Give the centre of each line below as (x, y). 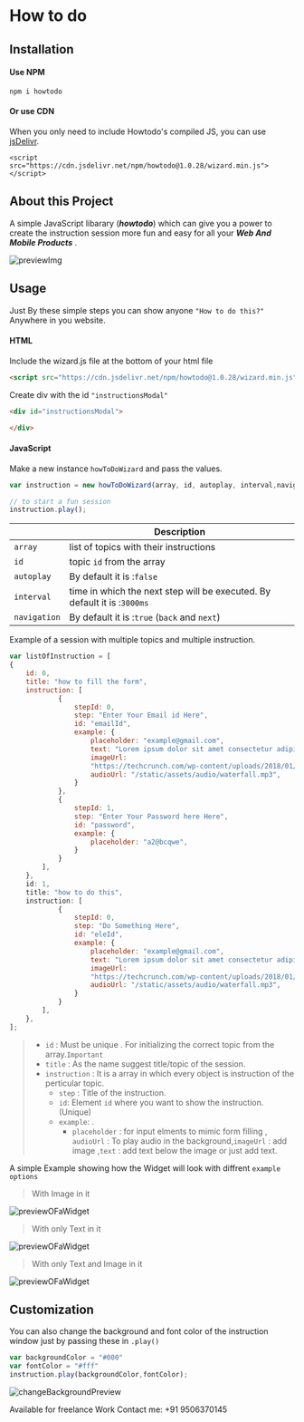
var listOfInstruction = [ (60, 657)
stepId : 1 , (95, 808)
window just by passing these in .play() (85, 1341)
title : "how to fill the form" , (86, 682)
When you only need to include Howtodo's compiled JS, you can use (138, 131)
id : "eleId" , (99, 934)
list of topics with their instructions (142, 547)
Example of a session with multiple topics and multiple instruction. (133, 640)
